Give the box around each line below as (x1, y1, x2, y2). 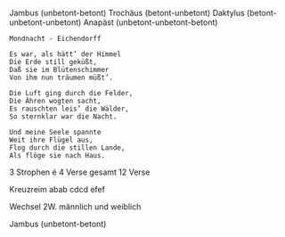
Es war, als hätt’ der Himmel (9, 50, 122, 59)
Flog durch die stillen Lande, (9, 143, 126, 152)
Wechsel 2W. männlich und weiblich (9, 201, 142, 212)
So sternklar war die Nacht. (9, 112, 118, 121)
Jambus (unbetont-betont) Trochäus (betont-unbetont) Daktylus (9, 8, 245, 18)
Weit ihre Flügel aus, (9, 135, 94, 144)
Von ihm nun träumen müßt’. (9, 73, 114, 82)
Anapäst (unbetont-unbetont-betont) (83, 17, 218, 28)
